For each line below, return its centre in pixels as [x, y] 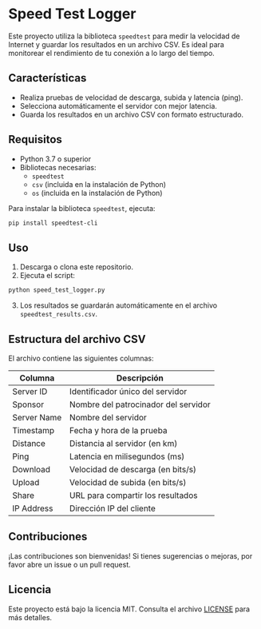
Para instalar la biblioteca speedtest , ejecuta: [82, 208]
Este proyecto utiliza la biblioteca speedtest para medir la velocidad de [125, 36]
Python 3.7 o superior [55, 159]
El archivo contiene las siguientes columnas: [81, 358]
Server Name [37, 417]
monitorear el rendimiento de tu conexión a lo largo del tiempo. [112, 53]
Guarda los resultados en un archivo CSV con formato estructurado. [132, 114]
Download [31, 469]
